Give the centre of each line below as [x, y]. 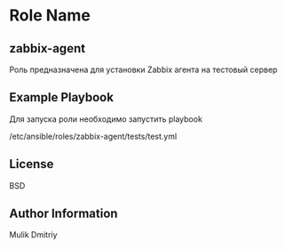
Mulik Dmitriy [33, 235]
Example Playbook [61, 97]
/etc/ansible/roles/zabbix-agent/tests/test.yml [93, 136]
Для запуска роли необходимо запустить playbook [106, 119]
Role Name [50, 16]
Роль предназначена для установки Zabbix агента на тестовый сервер [143, 69]
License [32, 164]
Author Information [64, 214]
